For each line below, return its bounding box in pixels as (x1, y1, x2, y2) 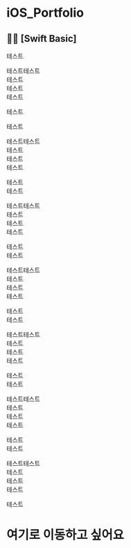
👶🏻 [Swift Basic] (6, 33, 77, 45)
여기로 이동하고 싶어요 (6, 527, 124, 543)
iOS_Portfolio (6, 5, 85, 21)
